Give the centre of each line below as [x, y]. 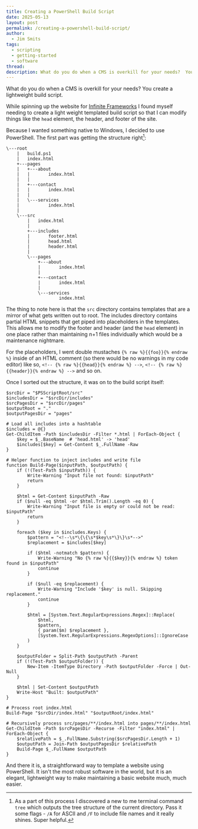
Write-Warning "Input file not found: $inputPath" [91, 476]
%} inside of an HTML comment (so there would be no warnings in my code [97, 358]
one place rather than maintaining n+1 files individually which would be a [94, 334]
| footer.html [52, 236]
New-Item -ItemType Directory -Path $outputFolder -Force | [103, 666]
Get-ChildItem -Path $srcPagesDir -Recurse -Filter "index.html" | [91, 728]
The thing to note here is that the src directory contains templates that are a [98, 309]
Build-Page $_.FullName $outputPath [62, 749]
